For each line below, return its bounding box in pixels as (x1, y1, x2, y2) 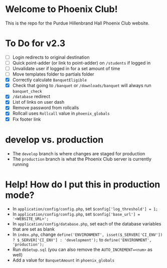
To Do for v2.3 (5, 38, 66, 49)
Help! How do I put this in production (5, 179, 160, 190)
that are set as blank (12, 226, 55, 232)
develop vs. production (5, 134, 104, 145)
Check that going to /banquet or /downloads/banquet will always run (12, 83, 151, 89)
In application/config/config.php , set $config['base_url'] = (12, 211, 140, 217)
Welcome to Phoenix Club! (5, 4, 118, 15)
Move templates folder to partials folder (12, 71, 94, 77)
